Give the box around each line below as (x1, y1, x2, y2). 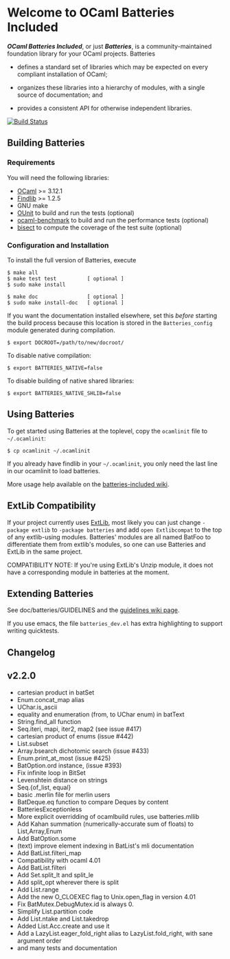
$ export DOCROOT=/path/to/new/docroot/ (7, 339, 125, 346)
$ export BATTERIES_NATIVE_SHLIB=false (7, 390, 122, 396)
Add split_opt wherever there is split (16, 878, 119, 886)
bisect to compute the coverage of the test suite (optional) (16, 223, 182, 232)
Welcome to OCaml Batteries (7, 5, 175, 21)
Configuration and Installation (7, 240, 109, 250)
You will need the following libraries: (7, 173, 110, 181)
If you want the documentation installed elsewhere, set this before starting (7, 311, 218, 319)
